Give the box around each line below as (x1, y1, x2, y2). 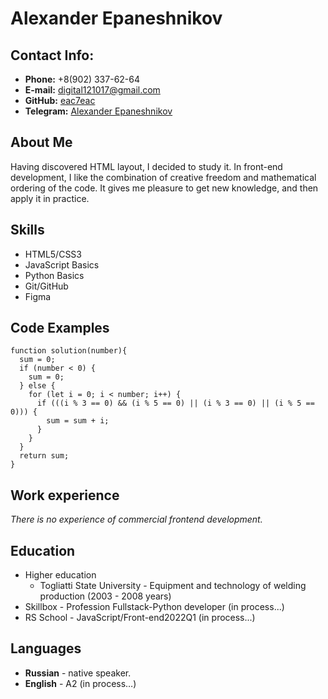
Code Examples (10, 320, 110, 337)
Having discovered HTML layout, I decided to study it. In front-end (10, 160, 283, 172)
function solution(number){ (10, 346, 128, 356)
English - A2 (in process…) (24, 677, 137, 689)
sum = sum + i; (46, 416, 110, 426)
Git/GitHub (24, 280, 69, 292)
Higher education (24, 569, 97, 581)
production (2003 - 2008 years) (39, 590, 172, 602)
